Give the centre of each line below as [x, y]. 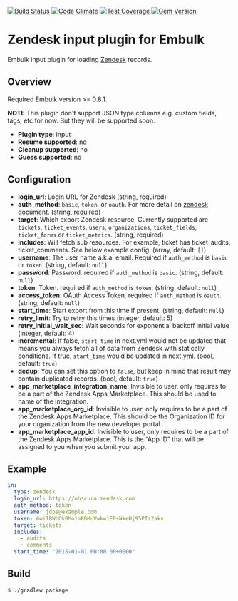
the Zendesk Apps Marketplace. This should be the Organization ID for [121, 416]
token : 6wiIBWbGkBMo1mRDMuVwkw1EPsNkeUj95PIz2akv [89, 518]
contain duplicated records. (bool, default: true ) [88, 379]
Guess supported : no [50, 157]
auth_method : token [43, 505]
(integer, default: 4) [46, 333]
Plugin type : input [44, 134]
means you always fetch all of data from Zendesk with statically [111, 348]
